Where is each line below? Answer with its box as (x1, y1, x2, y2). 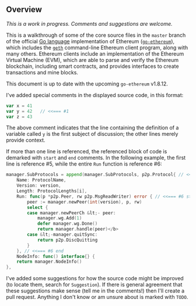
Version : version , (16, 183, 61, 189)
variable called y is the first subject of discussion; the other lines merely (6, 130, 178, 137)
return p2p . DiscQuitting (37, 237, 98, 243)
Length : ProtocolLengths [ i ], (16, 188, 87, 194)
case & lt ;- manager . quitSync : (27, 232, 98, 238)
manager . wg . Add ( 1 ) (37, 215, 82, 221)
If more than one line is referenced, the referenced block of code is (6, 148, 167, 155)
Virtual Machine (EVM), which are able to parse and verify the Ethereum (6, 56, 179, 63)
